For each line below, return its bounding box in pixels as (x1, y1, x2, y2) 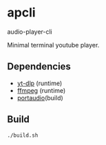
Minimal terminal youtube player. (7, 41, 100, 49)
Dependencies (7, 60, 71, 73)
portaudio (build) (17, 93, 63, 102)
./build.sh (7, 132, 39, 139)
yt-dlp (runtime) (17, 79, 63, 87)
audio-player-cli (7, 27, 53, 36)
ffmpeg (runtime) (17, 86, 66, 94)
